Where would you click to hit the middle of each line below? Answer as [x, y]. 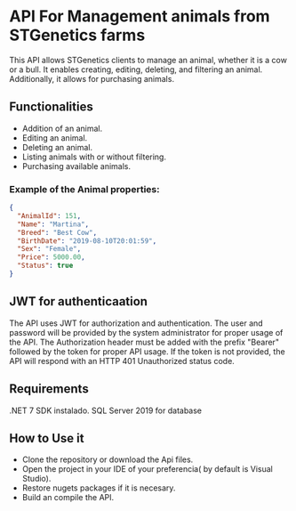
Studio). [36, 479]
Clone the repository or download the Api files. [108, 459]
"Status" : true [45, 266]
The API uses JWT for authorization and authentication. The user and [136, 323]
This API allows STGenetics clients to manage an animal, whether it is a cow [148, 60]
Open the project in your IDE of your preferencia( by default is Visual [147, 469]
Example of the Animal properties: [84, 189]
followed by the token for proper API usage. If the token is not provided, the [148, 351]
